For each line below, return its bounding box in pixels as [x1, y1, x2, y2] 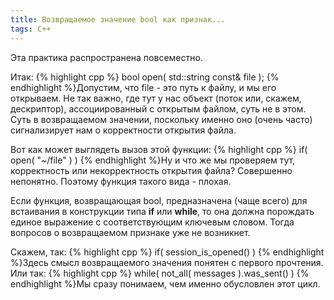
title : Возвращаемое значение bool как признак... [10, 14, 226, 25]
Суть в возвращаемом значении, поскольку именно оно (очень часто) [10, 113, 313, 125]
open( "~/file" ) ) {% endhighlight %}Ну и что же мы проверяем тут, [10, 154, 296, 166]
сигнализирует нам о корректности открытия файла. [10, 124, 237, 136]
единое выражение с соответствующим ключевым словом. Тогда [10, 216, 295, 228]
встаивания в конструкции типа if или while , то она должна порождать [10, 205, 315, 217]
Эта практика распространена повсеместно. [10, 51, 203, 63]
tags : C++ [10, 24, 52, 34]
